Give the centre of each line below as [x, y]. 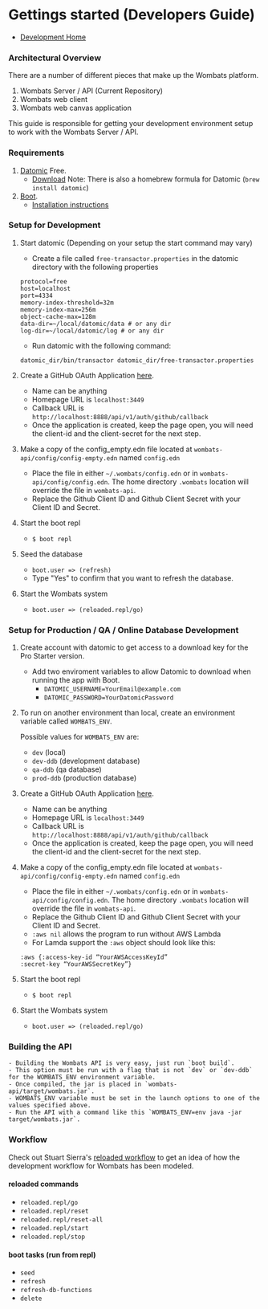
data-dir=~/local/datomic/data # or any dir [95, 324]
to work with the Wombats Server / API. [73, 132]
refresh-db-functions [56, 1291]
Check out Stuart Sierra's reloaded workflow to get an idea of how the [124, 1157]
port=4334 [37, 296]
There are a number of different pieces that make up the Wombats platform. [134, 75]
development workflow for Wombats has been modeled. [101, 1165]
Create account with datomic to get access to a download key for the [134, 647]
